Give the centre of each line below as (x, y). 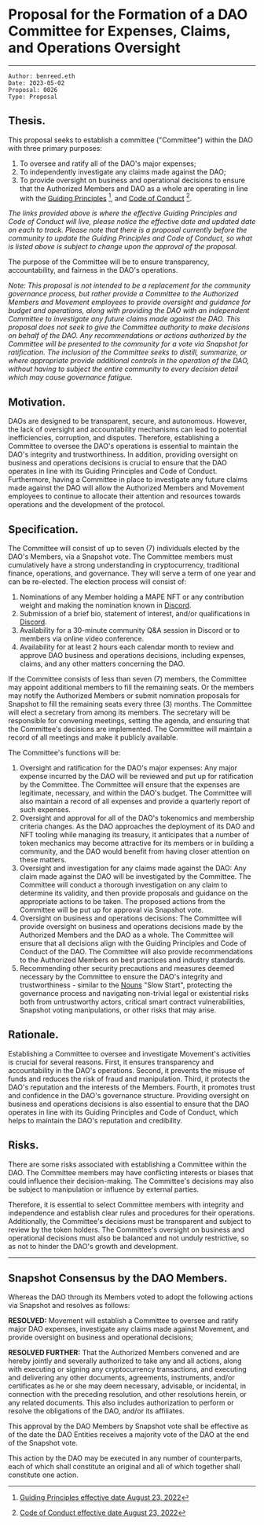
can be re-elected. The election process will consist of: (97, 582)
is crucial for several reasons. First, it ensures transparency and (111, 1062)
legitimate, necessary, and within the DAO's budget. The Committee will (136, 793)
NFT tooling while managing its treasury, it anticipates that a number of (134, 835)
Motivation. (37, 402)
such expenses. (45, 810)
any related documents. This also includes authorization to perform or (121, 1403)
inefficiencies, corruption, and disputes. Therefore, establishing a (114, 438)
